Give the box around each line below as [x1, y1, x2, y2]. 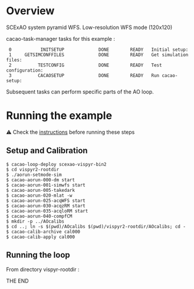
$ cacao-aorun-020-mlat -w [6, 192, 73, 198]
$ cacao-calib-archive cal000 [6, 229, 81, 235]
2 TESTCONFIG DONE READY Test [8, 62, 162, 68]
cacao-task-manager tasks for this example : [6, 35, 115, 42]
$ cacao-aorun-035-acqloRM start [6, 208, 88, 214]
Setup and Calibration [6, 146, 88, 156]
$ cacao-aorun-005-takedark [6, 187, 75, 193]
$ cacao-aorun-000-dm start [6, 176, 75, 183]
